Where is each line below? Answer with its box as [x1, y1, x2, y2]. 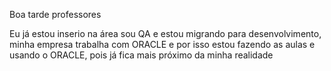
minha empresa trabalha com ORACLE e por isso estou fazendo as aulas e [9, 39, 316, 50]
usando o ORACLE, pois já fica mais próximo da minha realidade [9, 49, 274, 61]
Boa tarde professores [9, 9, 102, 20]
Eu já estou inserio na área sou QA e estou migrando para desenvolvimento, [9, 28, 322, 39]
